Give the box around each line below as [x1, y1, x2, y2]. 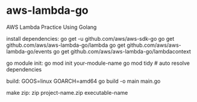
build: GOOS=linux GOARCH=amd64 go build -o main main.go [6, 77, 161, 85]
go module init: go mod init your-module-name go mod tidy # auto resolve [6, 59, 190, 67]
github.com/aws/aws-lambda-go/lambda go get [6, 41, 126, 49]
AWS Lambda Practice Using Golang [6, 23, 97, 31]
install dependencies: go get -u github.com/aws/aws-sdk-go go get [6, 35, 175, 42]
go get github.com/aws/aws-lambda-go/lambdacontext [53, 47, 192, 55]
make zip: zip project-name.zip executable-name [6, 89, 128, 96]
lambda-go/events [6, 47, 52, 55]
